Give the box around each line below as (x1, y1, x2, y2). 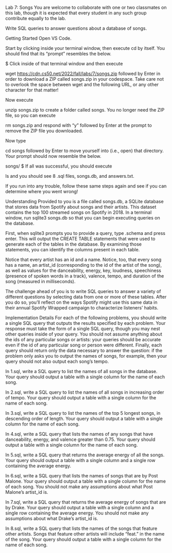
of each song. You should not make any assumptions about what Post (5, 484, 153, 490)
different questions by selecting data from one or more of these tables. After (5, 294, 167, 300)
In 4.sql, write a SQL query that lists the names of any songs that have (5, 431, 154, 437)
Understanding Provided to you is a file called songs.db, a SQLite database (5, 198, 164, 205)
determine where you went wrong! (5, 189, 79, 194)
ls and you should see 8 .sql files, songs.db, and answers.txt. (5, 173, 135, 179)
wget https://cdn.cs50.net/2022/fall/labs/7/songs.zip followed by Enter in (5, 70, 161, 77)
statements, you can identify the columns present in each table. (5, 247, 140, 252)
